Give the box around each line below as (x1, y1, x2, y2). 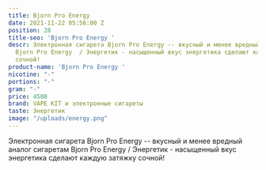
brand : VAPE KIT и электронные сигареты (8, 100, 144, 108)
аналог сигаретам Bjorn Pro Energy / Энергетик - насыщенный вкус (8, 144, 237, 154)
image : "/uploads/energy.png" (8, 115, 108, 123)
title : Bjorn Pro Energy (8, 11, 90, 20)
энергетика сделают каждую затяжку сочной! (8, 153, 165, 162)
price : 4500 (8, 93, 47, 100)
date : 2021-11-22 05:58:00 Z (8, 19, 104, 27)
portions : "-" (8, 77, 55, 85)
